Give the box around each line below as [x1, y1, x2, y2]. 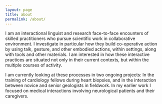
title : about [5, 12, 32, 17]
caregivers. [5, 93, 28, 99]
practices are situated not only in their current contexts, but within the [5, 57, 149, 63]
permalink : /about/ [5, 16, 46, 21]
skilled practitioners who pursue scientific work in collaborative [5, 35, 135, 41]
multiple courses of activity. [5, 62, 62, 68]
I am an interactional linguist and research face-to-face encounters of [5, 30, 149, 36]
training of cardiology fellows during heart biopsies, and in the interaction [5, 77, 156, 83]
